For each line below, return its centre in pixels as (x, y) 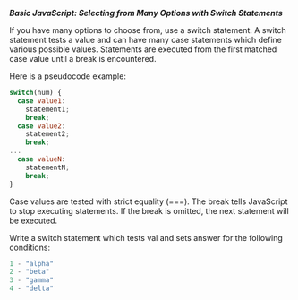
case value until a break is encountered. (83, 59)
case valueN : (42, 159)
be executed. (34, 220)
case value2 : (42, 126)
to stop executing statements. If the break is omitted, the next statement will (149, 210)
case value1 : (42, 101)
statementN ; (47, 167)
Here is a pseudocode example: (68, 76)
